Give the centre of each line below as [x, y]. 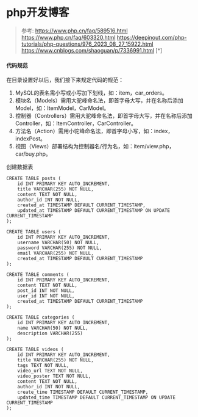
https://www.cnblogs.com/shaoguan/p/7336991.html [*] [92, 50]
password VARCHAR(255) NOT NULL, [60, 248]
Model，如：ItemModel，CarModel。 [62, 108]
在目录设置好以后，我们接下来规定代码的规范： [65, 80]
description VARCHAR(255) [50, 333]
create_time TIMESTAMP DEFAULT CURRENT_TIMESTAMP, [83, 392]
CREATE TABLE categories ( [41, 317]
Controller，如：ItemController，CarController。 [76, 123]
